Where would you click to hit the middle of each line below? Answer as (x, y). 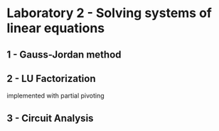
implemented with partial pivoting (55, 96)
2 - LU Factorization (51, 79)
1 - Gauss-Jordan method (64, 54)
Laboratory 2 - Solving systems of (109, 13)
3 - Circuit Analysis (50, 118)
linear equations (55, 28)
